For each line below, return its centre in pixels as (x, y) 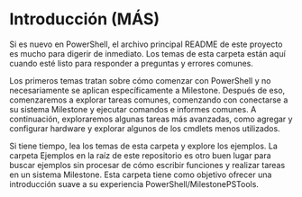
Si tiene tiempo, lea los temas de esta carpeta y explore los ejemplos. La (143, 146)
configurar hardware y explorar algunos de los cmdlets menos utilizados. (145, 128)
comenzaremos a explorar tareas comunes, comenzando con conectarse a (149, 100)
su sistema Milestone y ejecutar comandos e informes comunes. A (133, 109)
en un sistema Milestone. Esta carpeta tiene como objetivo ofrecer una (141, 175)
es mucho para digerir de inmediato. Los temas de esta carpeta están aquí (147, 53)
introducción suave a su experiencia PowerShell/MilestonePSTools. (134, 184)
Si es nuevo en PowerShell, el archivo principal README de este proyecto (146, 44)
